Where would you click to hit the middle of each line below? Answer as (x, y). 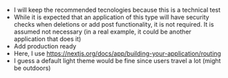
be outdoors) (32, 68)
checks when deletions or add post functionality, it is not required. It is (114, 24)
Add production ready (45, 46)
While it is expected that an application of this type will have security (111, 17)
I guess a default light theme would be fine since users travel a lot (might (117, 61)
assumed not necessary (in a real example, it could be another (103, 31)
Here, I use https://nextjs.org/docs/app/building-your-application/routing (117, 53)
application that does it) (47, 39)
